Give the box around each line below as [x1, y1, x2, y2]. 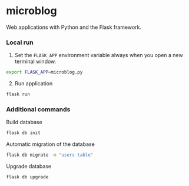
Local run [6, 38, 34, 46]
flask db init [6, 130, 41, 136]
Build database [6, 119, 42, 126]
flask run [6, 91, 31, 98]
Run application [14, 80, 53, 87]
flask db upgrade [6, 174, 49, 180]
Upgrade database [6, 163, 52, 170]
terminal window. [14, 58, 57, 65]
